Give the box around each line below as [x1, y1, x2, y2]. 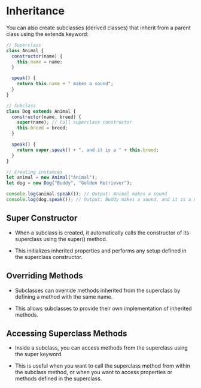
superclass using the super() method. [14, 235, 108, 242]
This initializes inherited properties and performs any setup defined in [14, 247, 187, 254]
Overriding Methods [6, 271, 83, 281]
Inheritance [6, 4, 65, 18]
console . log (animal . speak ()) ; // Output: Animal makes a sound [6, 191, 167, 197]
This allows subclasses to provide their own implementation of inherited [14, 305, 193, 312]
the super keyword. [14, 351, 63, 358]
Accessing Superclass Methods [6, 328, 127, 338]
